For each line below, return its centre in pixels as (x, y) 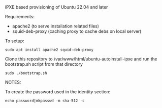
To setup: (15, 41)
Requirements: (20, 16)
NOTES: (13, 82)
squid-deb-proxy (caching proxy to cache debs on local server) (77, 31)
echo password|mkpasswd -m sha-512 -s (45, 101)
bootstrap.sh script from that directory (44, 64)
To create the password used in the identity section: (58, 92)
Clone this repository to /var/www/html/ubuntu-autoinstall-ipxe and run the (81, 59)
